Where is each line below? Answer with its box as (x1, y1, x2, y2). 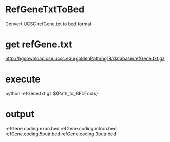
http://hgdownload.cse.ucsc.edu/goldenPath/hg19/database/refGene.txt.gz (5, 55, 165, 62)
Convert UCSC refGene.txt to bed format (5, 21, 92, 27)
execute (5, 73, 41, 85)
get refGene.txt (5, 38, 73, 50)
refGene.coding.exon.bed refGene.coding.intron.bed (5, 125, 117, 131)
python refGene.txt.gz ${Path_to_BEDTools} (5, 90, 99, 96)
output (5, 109, 35, 120)
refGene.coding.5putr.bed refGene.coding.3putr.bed (5, 131, 117, 137)
